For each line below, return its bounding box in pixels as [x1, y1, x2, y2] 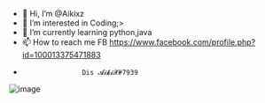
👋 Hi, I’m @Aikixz [21, 9, 85, 18]
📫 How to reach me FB [21, 37, 108, 48]
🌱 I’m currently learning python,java [21, 27, 152, 37]
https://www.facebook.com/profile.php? [109, 37, 256, 48]
